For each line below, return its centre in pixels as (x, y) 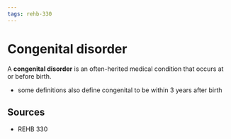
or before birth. (29, 76)
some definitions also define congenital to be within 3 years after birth (120, 90)
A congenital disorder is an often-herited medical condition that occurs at (115, 69)
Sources (26, 112)
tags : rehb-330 (30, 14)
